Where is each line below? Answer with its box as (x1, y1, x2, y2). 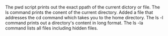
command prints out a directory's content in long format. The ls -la (5, 20, 143, 26)
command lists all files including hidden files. (5, 25, 98, 31)
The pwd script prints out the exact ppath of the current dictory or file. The (5, 4, 160, 10)
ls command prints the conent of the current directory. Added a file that (5, 9, 153, 15)
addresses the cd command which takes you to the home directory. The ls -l (5, 15, 163, 20)
